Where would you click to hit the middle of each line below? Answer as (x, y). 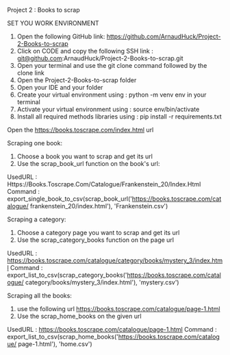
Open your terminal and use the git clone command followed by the (112, 65)
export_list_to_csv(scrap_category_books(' (67, 275)
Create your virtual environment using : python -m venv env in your (112, 95)
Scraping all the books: (39, 295)
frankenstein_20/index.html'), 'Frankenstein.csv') (99, 206)
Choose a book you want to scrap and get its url (85, 156)
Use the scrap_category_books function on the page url (95, 240)
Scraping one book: (35, 143)
